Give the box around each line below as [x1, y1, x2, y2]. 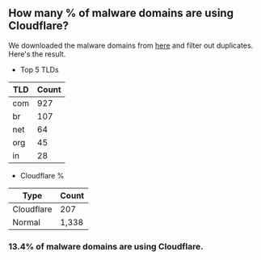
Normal [12, 216, 40, 228]
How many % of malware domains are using [8, 6, 234, 20]
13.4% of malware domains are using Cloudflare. [8, 241, 204, 252]
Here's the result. [8, 48, 66, 59]
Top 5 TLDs [19, 65, 59, 74]
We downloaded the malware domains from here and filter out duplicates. [8, 40, 254, 50]
